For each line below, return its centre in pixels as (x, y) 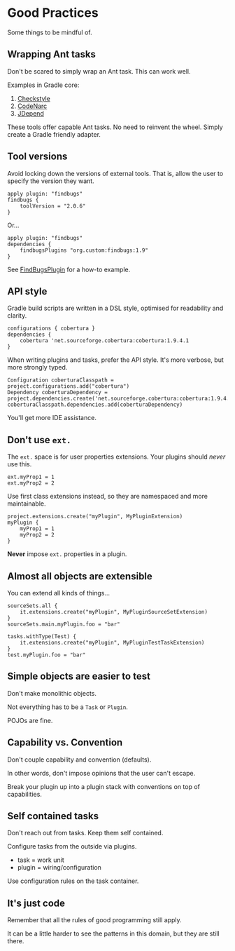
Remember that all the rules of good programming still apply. (94, 920)
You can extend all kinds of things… (59, 593)
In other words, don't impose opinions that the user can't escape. (101, 773)
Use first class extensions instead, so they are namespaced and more (108, 497)
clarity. (17, 316)
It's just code (36, 903)
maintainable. (27, 504)
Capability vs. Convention (65, 742)
